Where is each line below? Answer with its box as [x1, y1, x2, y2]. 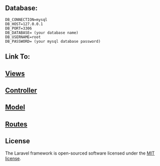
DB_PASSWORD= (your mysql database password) [5, 39, 101, 44]
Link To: [5, 52, 31, 61]
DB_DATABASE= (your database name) [5, 30, 79, 35]
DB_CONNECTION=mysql [5, 17, 48, 22]
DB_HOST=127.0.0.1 [5, 21, 43, 26]
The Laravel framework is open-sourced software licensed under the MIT [5, 150, 155, 156]
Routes [5, 120, 28, 128]
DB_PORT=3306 [5, 26, 32, 31]
